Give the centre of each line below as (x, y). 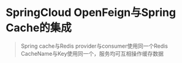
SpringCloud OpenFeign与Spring (91, 13)
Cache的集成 (39, 28)
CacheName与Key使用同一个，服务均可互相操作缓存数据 (92, 53)
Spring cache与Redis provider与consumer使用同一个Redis (94, 46)
